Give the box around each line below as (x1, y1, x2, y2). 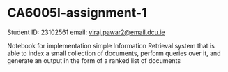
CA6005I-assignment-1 (7, 5, 148, 21)
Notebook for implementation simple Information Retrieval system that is (7, 41, 215, 50)
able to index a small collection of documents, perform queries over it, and (7, 49, 221, 57)
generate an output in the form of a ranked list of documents (7, 56, 181, 64)
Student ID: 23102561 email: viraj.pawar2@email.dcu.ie (7, 28, 165, 36)
